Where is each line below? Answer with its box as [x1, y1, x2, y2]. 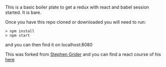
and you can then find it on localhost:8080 [5, 42, 92, 48]
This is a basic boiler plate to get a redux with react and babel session [5, 4, 149, 10]
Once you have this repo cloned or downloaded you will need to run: [5, 19, 146, 25]
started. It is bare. [5, 9, 41, 15]
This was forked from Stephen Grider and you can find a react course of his [5, 52, 161, 57]
